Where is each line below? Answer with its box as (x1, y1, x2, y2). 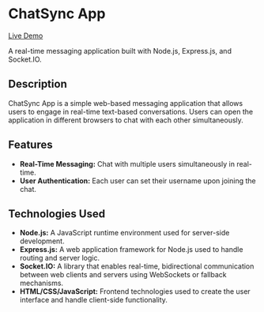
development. (19, 236, 65, 246)
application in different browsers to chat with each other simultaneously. (8, 115, 243, 125)
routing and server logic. (19, 254, 100, 263)
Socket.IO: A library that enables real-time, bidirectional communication (19, 261, 255, 271)
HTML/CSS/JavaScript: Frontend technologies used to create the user (19, 287, 251, 296)
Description (8, 77, 67, 91)
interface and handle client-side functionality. (19, 295, 168, 305)
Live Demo (8, 31, 43, 40)
